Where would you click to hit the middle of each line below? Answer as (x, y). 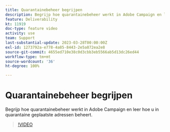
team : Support (20, 38)
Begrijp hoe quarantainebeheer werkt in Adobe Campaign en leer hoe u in (82, 109)
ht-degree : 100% (22, 66)
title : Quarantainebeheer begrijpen (44, 10)
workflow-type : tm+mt (28, 57)
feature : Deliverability (31, 19)
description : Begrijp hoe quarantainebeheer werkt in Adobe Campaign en (83, 15)
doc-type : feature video (31, 29)
